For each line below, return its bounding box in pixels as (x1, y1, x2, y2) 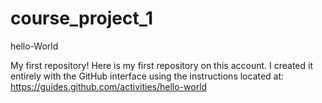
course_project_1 (10, 7, 154, 30)
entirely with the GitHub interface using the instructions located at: (10, 70, 285, 82)
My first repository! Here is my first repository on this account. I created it (10, 59, 314, 71)
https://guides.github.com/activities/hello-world (10, 80, 208, 92)
